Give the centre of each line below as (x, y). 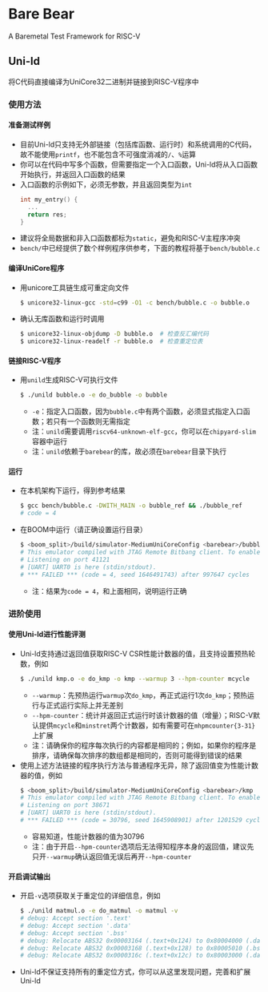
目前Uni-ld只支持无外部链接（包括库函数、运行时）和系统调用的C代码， (138, 144)
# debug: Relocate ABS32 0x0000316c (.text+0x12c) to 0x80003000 (131, 956)
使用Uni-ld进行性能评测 (47, 635)
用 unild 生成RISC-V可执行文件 (69, 380)
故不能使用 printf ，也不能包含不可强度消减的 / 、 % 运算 (108, 154)
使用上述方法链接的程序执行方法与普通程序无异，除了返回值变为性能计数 (139, 765)
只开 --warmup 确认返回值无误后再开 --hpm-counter (112, 856)
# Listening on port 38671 (65, 805)
